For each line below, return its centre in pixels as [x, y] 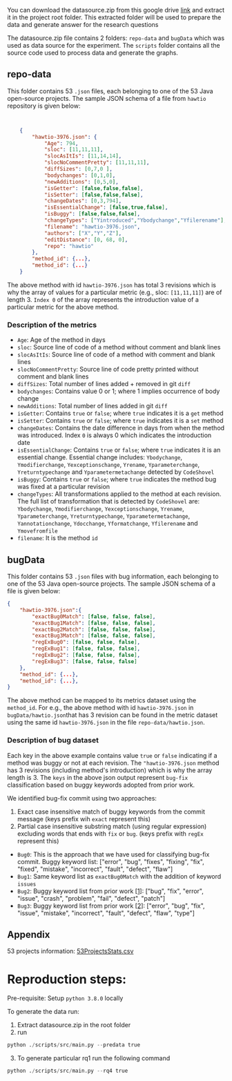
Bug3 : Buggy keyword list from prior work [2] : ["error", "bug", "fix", [111, 906]
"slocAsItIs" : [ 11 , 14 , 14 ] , [83, 156]
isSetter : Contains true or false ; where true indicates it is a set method [120, 421]
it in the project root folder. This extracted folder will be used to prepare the [114, 17]
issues [27, 884]
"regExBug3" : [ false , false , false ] [85, 661]
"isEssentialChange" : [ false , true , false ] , [106, 208]
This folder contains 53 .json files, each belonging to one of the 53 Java [110, 91]
